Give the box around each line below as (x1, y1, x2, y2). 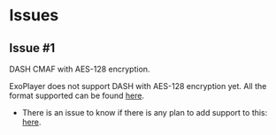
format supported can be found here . (9, 90, 144, 101)
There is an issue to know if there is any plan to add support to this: (21, 108, 268, 117)
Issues (9, 5, 59, 26)
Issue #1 (9, 41, 56, 56)
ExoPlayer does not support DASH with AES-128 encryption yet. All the (9, 81, 267, 91)
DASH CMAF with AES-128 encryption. (9, 64, 150, 74)
